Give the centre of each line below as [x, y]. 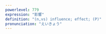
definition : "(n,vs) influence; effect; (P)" [53, 19]
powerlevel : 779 [22, 10]
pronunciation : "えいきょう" [34, 24]
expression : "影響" [25, 14]
